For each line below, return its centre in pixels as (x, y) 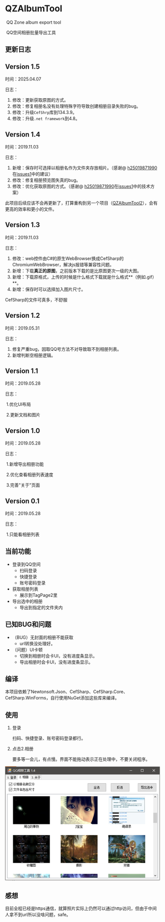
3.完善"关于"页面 (23, 485)
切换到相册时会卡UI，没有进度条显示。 (58, 656)
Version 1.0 (23, 430)
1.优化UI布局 (18, 405)
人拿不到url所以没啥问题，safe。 (38, 915)
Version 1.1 (22, 371)
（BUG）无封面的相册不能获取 (43, 637)
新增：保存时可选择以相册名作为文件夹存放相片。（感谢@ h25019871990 (85, 168)
